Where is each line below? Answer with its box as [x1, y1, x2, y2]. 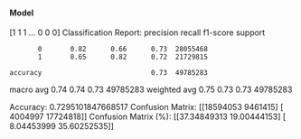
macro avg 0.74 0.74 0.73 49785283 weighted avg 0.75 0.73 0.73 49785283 [9, 84, 293, 95]
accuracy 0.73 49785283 [9, 69, 208, 78]
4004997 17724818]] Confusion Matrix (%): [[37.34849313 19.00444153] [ [9, 111, 287, 122]
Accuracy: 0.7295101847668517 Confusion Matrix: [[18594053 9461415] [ [9, 102, 284, 113]
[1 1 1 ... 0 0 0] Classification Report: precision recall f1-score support [9, 27, 266, 38]
